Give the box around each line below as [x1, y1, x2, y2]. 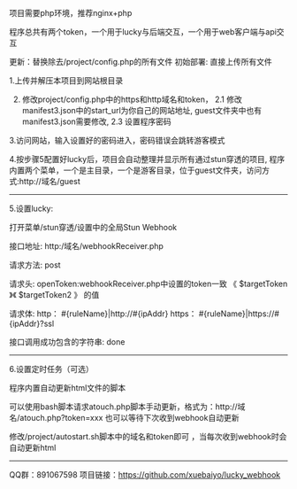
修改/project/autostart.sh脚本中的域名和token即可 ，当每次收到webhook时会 [9, 431, 287, 441]
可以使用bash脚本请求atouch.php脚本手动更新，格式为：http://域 [9, 401, 246, 412]
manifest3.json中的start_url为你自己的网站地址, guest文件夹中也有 [21, 105, 263, 115]
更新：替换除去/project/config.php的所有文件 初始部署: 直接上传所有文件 [9, 57, 272, 66]
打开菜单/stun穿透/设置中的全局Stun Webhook [9, 222, 178, 232]
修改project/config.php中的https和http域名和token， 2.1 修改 [21, 94, 243, 105]
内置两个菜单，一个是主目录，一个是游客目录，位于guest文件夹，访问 [9, 165, 263, 175]
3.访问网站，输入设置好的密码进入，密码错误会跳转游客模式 [9, 136, 225, 145]
